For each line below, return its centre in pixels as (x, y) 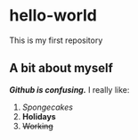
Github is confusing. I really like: (69, 89)
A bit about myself (61, 68)
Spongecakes (48, 107)
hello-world (53, 16)
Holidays (39, 116)
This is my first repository (56, 40)
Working (37, 126)
